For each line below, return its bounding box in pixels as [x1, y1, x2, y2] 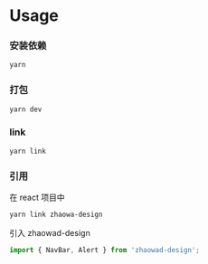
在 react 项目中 [9, 192, 65, 203]
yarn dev [9, 105, 43, 114]
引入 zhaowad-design [9, 227, 90, 238]
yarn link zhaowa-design [9, 210, 103, 219]
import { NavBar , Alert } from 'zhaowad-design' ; [9, 245, 201, 254]
